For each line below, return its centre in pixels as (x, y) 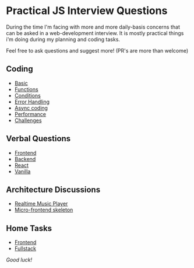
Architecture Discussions (53, 189)
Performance (30, 114)
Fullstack (25, 249)
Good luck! (19, 260)
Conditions (27, 95)
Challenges (28, 120)
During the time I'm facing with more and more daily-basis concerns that (93, 27)
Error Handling (32, 102)
